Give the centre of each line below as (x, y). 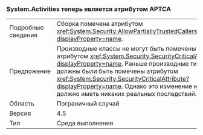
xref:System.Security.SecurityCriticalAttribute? (123, 79)
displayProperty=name (89, 86)
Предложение (30, 71)
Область (22, 104)
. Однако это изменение (157, 86)
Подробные (27, 28)
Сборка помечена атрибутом (100, 24)
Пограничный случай (88, 104)
